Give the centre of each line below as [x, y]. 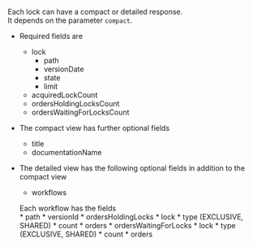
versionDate [64, 69]
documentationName [66, 152]
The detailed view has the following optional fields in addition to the [132, 168]
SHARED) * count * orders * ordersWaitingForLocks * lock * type [127, 225]
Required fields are [51, 36]
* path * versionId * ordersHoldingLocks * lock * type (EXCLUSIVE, [131, 217]
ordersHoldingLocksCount [75, 104]
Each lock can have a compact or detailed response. [95, 12]
